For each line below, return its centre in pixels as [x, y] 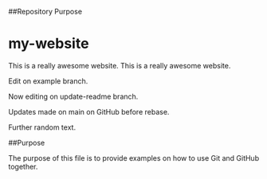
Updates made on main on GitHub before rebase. [89, 111]
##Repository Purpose [45, 12]
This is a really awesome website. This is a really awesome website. [120, 65]
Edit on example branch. [48, 81]
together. [23, 166]
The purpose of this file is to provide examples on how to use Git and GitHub [134, 158]
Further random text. [42, 127]
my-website [49, 44]
